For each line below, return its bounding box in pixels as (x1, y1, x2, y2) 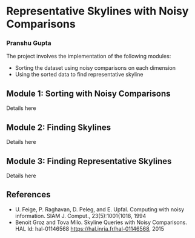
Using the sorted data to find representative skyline (15, 71, 144, 78)
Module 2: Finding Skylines (6, 122, 111, 132)
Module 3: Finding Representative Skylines (6, 156, 172, 166)
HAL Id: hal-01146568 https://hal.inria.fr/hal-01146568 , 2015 (15, 225, 165, 232)
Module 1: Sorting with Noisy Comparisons (6, 88, 171, 98)
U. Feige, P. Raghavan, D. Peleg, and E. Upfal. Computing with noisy (15, 205, 185, 213)
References (6, 189, 51, 200)
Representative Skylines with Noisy (6, 4, 189, 18)
